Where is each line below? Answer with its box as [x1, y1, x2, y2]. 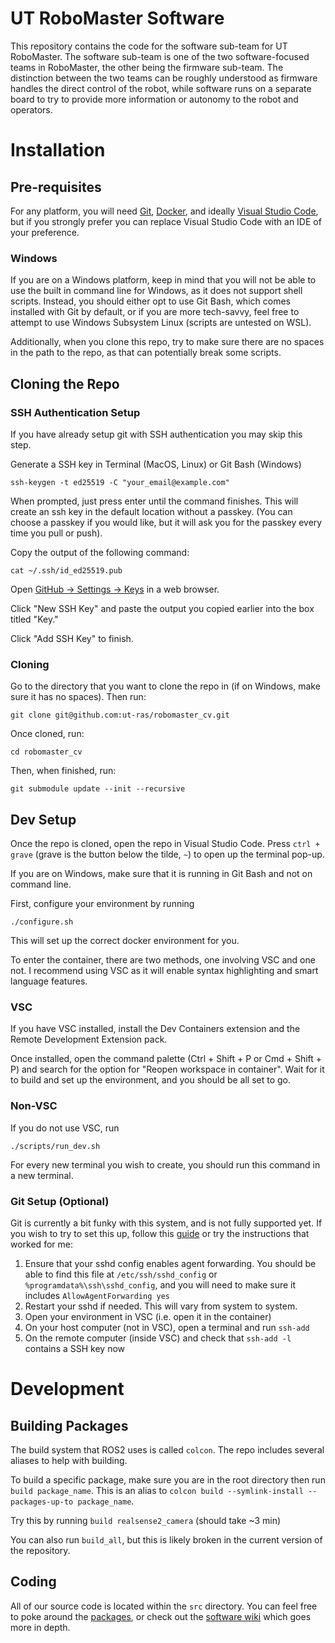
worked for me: [10, 1238, 73, 1250]
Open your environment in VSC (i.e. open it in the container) [24, 1310, 272, 1322]
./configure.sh [10, 917, 74, 927]
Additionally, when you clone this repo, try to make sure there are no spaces [10, 336, 325, 348]
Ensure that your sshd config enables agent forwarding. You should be [24, 1257, 317, 1269]
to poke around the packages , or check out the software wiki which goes [10, 1610, 312, 1622]
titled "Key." [10, 613, 59, 625]
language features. [10, 975, 88, 987]
